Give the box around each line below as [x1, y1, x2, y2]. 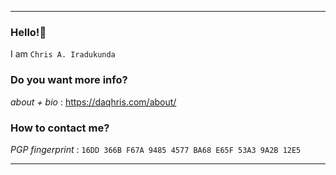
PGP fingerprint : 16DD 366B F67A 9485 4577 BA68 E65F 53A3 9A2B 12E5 [10, 143, 302, 155]
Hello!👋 [10, 25, 47, 39]
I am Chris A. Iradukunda [10, 48, 116, 60]
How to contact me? [10, 121, 110, 135]
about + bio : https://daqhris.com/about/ [10, 96, 177, 108]
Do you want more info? [10, 73, 128, 87]
